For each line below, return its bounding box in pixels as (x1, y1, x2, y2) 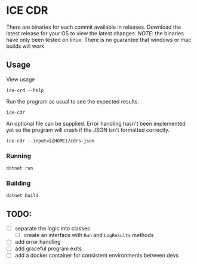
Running (6, 151, 32, 160)
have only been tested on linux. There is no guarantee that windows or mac (6, 36, 192, 43)
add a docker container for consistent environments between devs (14, 252, 179, 259)
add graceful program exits (14, 245, 82, 252)
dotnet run (6, 165, 33, 171)
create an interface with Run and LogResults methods (23, 232, 154, 239)
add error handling (14, 238, 61, 245)
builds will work (6, 43, 45, 50)
